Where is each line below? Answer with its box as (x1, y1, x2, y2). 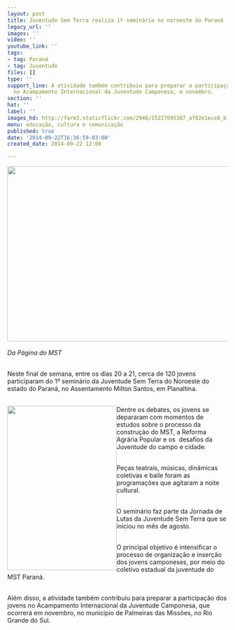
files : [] (7, 69, 36, 76)
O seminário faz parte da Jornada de (116, 507, 222, 516)
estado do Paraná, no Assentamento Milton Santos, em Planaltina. (7, 385, 197, 393)
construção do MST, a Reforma (116, 428, 207, 437)
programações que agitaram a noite (116, 479, 220, 487)
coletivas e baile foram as (116, 471, 191, 480)
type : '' (7, 75, 33, 83)
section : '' (7, 95, 42, 102)
